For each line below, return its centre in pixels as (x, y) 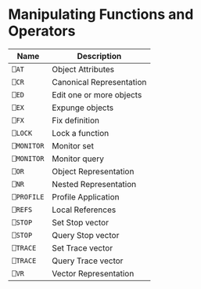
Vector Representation (93, 273)
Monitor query (78, 159)
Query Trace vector (88, 261)
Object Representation (93, 171)
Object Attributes (83, 69)
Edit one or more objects (97, 94)
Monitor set (73, 145)
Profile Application (86, 196)
